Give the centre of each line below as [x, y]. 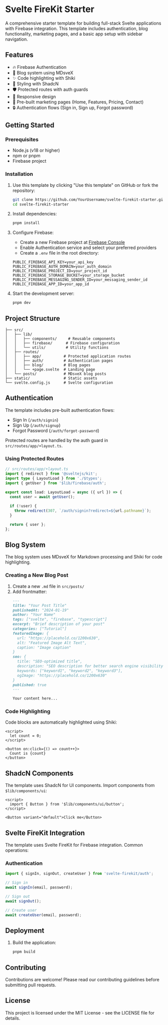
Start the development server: [43, 294]
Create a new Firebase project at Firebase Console [72, 243]
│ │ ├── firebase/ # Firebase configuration [63, 343]
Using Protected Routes [35, 459]
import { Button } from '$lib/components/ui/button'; [67, 805]
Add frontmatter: [30, 592]
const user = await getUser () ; [42, 497]
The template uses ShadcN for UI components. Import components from [80, 785]
